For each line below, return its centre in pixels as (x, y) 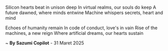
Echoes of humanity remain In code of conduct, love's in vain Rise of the (81, 28)
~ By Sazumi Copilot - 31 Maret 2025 (45, 43)
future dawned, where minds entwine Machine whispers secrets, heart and (84, 13)
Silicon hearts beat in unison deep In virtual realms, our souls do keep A (81, 7)
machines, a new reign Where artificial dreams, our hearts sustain (75, 33)
